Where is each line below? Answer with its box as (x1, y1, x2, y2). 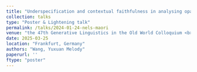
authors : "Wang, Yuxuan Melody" (6, 46, 85, 52)
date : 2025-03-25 (6, 35, 49, 41)
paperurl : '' (6, 52, 38, 57)
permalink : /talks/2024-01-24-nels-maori (6, 24, 109, 31)
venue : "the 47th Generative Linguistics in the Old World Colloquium (6, 30, 182, 36)
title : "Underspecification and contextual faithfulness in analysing (6, 8, 182, 15)
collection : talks (6, 14, 51, 20)
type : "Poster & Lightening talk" (6, 19, 91, 25)
